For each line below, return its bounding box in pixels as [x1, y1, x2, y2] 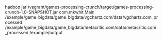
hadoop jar [5, 4, 27, 10]
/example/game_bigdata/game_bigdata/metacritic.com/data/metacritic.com [5, 25, 157, 30]
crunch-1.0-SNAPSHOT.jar [5, 9, 58, 15]
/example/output [29, 30, 63, 35]
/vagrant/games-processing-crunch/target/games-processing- [27, 4, 154, 10]
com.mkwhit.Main [59, 9, 95, 15]
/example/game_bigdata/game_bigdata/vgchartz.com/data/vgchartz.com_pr [5, 14, 158, 20]
